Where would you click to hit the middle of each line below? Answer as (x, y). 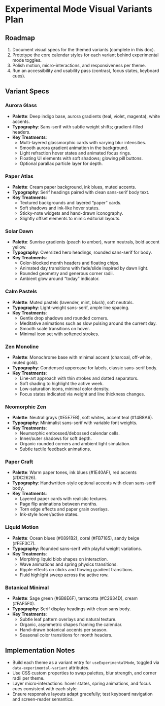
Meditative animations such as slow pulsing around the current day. (88, 323)
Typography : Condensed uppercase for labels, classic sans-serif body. (85, 368)
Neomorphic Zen (26, 407)
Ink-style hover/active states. (49, 514)
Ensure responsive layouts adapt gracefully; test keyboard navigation (82, 694)
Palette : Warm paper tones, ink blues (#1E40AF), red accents (74, 472)
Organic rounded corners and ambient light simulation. (75, 444)
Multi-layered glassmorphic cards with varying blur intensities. (83, 142)
